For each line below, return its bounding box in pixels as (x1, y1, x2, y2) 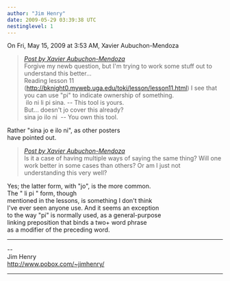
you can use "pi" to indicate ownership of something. (23, 91, 175, 99)
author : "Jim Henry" (7, 10, 66, 17)
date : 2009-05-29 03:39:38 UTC (7, 16, 97, 23)
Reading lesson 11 (23, 77, 74, 85)
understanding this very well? (23, 169, 107, 177)
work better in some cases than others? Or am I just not (23, 162, 181, 170)
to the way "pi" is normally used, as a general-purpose (7, 211, 162, 219)
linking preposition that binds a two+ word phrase (7, 219, 147, 227)
